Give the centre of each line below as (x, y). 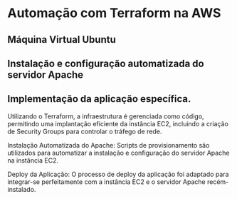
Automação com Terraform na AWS (114, 13)
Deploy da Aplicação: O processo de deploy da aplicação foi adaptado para (118, 174)
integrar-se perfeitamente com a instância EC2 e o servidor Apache (107, 182)
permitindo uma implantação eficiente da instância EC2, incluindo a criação (118, 123)
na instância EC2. (33, 160)
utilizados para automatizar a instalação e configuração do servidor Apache (118, 153)
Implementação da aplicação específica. (99, 99)
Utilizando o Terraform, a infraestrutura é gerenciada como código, (106, 116)
